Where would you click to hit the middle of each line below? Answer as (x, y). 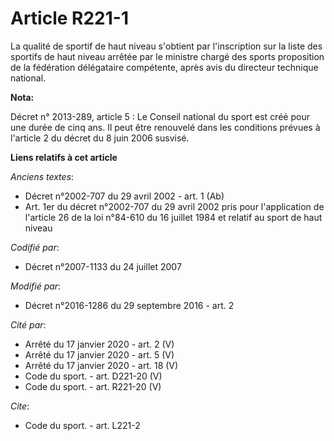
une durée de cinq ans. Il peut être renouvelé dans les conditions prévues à (165, 127)
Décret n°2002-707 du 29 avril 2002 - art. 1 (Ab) (124, 196)
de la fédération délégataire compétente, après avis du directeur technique (164, 67)
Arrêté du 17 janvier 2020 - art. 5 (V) (99, 354)
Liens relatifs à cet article (64, 157)
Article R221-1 (69, 18)
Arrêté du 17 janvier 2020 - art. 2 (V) (99, 344)
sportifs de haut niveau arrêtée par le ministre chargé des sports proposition (167, 56)
